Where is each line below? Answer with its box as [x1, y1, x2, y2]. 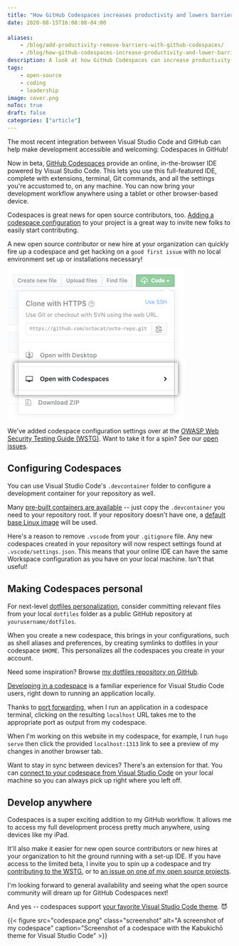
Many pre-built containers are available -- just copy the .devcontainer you [7, 503, 225, 511]
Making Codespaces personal [7, 583, 143, 595]
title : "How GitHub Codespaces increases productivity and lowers [7, 11, 208, 19]
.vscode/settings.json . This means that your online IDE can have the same [7, 547, 228, 555]
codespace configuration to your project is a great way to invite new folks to [7, 218, 231, 226]
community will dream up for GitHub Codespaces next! [7, 889, 169, 897]
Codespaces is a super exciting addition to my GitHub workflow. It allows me [7, 815, 232, 824]
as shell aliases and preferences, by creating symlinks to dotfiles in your [7, 638, 218, 647]
